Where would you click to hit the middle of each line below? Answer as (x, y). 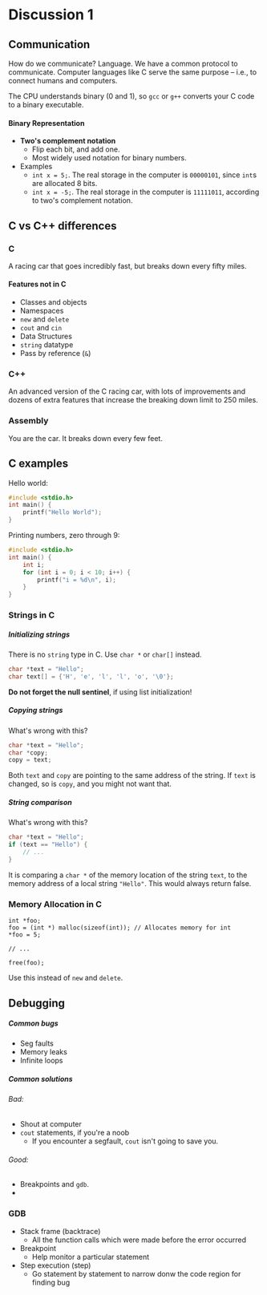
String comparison (40, 802)
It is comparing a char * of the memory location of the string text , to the (128, 875)
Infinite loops (41, 1061)
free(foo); (26, 963)
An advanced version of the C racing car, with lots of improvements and (127, 391)
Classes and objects (53, 302)
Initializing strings (39, 634)
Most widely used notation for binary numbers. (109, 158)
